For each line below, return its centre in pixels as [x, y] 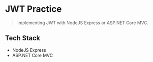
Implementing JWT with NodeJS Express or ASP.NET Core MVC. [83, 23]
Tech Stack [23, 38]
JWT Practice [33, 9]
